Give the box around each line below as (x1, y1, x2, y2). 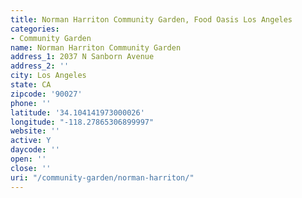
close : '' (10, 163, 52, 173)
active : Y (10, 136, 52, 146)
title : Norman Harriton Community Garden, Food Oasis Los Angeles (10, 14, 293, 25)
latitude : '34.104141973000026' (10, 107, 145, 118)
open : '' (10, 154, 47, 164)
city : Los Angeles (10, 71, 87, 81)
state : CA (10, 80, 52, 90)
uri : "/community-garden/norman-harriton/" (10, 172, 195, 183)
